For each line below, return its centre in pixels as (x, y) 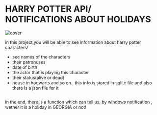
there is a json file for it (35, 88)
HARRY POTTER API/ (48, 9)
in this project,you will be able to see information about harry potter (73, 42)
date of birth (25, 67)
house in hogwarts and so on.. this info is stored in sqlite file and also (82, 83)
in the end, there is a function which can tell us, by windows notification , (79, 102)
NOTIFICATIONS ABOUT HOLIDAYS (78, 19)
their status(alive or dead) (38, 77)
